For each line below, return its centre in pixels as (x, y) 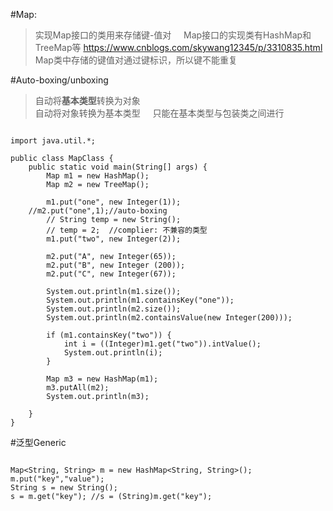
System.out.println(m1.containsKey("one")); (140, 300)
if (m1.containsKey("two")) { (109, 335)
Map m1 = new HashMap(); (98, 176)
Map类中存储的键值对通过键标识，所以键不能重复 (136, 60)
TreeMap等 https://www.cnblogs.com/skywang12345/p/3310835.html (178, 47)
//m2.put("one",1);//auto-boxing (98, 211)
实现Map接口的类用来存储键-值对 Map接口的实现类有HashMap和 (173, 35)
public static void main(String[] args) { (118, 167)
